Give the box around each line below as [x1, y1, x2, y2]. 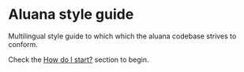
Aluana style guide [8, 5, 134, 23]
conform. [8, 39, 38, 49]
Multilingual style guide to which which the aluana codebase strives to [8, 31, 237, 41]
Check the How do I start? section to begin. [8, 55, 149, 64]
